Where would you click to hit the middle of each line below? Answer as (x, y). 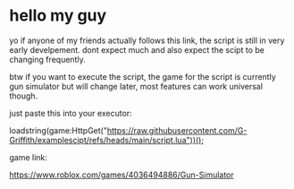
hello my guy (58, 16)
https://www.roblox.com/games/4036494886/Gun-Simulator (122, 175)
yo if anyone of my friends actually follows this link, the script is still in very (147, 40)
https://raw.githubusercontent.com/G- (177, 130)
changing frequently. (48, 59)
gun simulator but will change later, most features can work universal (136, 86)
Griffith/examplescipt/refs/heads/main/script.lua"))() (105, 140)
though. (24, 96)
